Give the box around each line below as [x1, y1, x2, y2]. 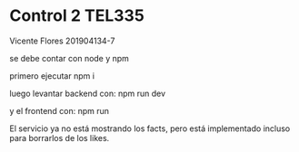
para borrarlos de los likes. [9, 132, 110, 143]
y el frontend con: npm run [9, 105, 110, 116]
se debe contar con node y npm [9, 52, 130, 63]
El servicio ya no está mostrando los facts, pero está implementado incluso [9, 123, 291, 134]
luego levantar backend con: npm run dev [9, 88, 166, 99]
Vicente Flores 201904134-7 [9, 35, 115, 46]
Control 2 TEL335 [9, 5, 145, 26]
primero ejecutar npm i [9, 70, 95, 81]
